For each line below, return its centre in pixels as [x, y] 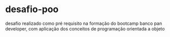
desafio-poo [32, 9]
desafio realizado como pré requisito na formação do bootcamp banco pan [84, 23]
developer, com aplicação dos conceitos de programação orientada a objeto [85, 28]
